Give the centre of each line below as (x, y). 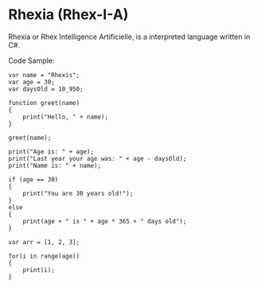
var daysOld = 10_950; (46, 89)
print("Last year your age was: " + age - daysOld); (98, 158)
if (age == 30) (33, 179)
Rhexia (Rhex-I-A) (68, 15)
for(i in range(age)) (44, 256)
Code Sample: (31, 60)
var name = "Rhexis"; (44, 75)
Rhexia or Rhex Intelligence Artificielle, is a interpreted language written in (129, 37)
